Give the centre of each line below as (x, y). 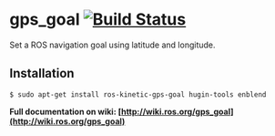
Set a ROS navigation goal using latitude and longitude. (112, 45)
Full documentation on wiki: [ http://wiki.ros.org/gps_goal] (122, 111)
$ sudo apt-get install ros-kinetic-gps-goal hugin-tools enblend (138, 94)
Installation (42, 73)
